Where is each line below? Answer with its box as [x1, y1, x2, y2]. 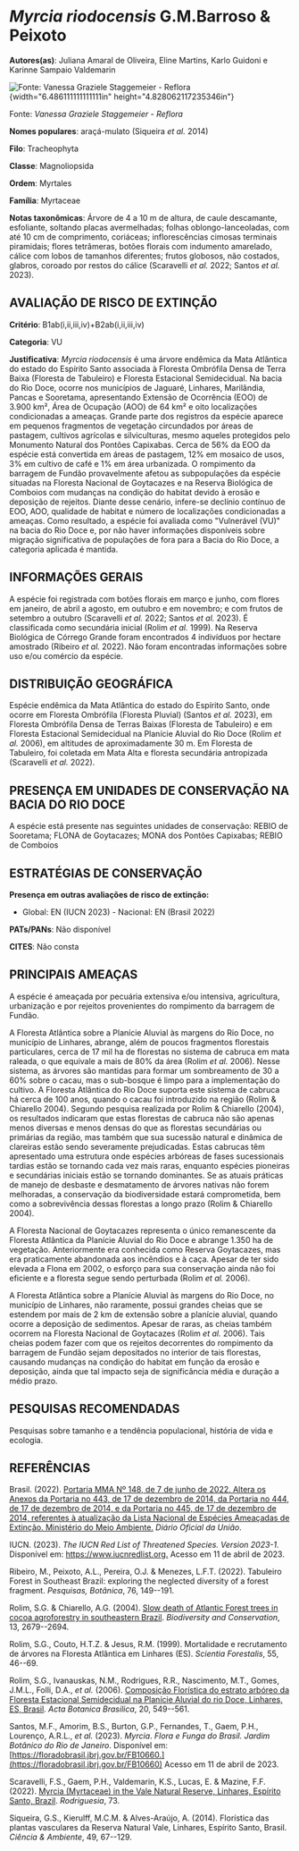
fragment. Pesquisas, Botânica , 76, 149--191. [9, 1585, 175, 1596]
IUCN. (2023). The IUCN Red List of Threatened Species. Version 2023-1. [9, 1540, 279, 1551]
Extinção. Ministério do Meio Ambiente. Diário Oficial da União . [9, 1522, 243, 1533]
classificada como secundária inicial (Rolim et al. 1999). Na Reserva [9, 621, 258, 632]
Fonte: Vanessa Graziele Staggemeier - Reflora [9, 108, 183, 119]
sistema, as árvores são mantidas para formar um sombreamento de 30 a [9, 1065, 279, 1076]
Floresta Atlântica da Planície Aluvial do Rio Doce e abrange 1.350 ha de [9, 1234, 274, 1245]
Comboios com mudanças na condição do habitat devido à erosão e [9, 486, 261, 497]
